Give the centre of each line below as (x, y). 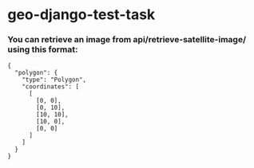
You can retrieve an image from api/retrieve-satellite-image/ (127, 40)
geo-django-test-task (81, 15)
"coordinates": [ (51, 87)
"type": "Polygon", (54, 80)
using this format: (43, 49)
